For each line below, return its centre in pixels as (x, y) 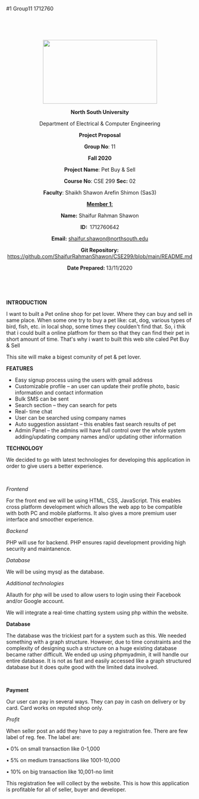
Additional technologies (35, 583)
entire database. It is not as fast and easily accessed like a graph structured (99, 661)
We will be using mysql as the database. (55, 572)
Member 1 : (100, 204)
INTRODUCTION (27, 302)
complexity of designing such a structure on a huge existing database (91, 648)
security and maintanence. (39, 549)
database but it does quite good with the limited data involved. (82, 667)
